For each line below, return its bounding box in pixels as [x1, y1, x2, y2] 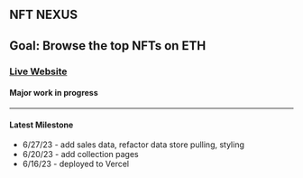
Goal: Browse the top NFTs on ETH [9, 38, 207, 53]
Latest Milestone [9, 119, 74, 130]
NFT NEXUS [9, 7, 78, 23]
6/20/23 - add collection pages [22, 149, 139, 160]
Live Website [9, 65, 68, 78]
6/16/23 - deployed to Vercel [22, 158, 130, 170]
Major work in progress [9, 88, 99, 98]
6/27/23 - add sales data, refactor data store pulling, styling [22, 139, 245, 150]
